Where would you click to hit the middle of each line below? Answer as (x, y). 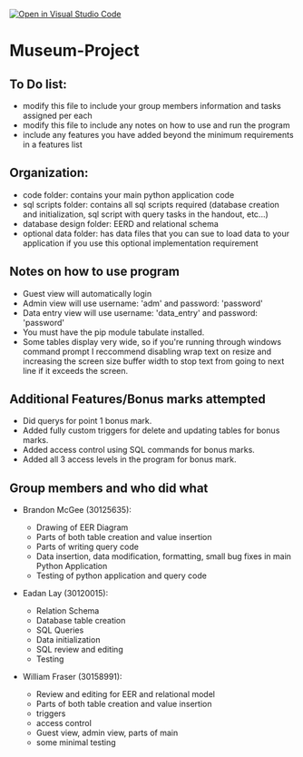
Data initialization (68, 640)
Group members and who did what (109, 488)
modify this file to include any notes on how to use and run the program (156, 125)
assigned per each (57, 115)
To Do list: (39, 84)
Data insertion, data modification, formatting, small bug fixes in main (164, 556)
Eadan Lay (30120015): (65, 594)
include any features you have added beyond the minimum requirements (158, 135)
